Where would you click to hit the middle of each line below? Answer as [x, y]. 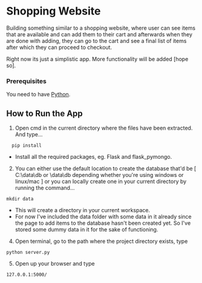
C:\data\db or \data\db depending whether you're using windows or [99, 175]
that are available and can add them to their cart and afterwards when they [99, 34]
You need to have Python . [38, 95]
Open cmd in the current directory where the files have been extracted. [104, 128]
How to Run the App [44, 113]
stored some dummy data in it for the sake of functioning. [86, 230]
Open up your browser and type [55, 264]
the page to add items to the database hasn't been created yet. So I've [103, 223]
